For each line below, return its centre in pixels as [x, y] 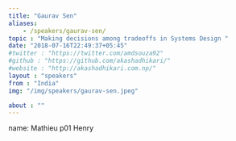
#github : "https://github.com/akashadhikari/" [90, 61]
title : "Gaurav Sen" [43, 16]
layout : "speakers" [43, 76]
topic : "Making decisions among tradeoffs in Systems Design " [118, 38]
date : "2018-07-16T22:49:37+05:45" [68, 46]
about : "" [27, 106]
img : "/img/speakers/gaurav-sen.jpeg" [73, 91]
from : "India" [34, 83]
